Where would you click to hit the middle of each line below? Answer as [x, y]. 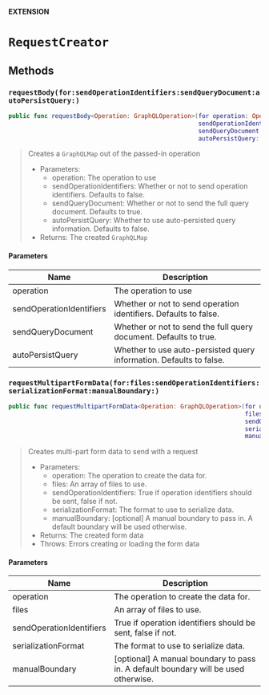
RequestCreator [59, 43]
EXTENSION [29, 12]
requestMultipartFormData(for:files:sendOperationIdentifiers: [134, 383]
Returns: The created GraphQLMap [94, 238]
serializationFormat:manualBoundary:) [84, 391]
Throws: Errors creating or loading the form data [120, 544]
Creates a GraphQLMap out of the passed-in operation [114, 154]
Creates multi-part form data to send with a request [113, 452]
